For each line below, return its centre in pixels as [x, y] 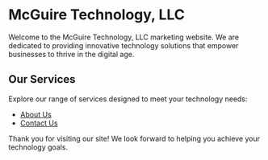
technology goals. [38, 147]
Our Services [42, 79]
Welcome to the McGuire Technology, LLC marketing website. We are [124, 37]
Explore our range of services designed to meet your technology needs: [128, 99]
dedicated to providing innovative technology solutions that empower [124, 45]
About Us [36, 114]
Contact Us [39, 123]
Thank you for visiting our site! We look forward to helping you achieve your [134, 138]
